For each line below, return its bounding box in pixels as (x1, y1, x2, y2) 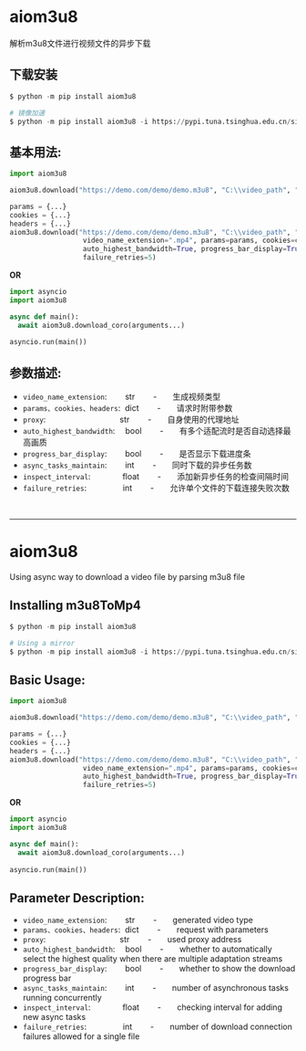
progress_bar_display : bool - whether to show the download (22, 963, 296, 974)
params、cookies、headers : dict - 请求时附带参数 (22, 403, 233, 414)
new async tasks (22, 1012, 87, 1023)
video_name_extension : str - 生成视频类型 (22, 391, 221, 403)
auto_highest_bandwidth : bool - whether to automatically (22, 943, 273, 955)
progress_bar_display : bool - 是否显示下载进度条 (22, 448, 252, 459)
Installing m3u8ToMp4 (9, 598, 141, 614)
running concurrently (22, 993, 102, 1004)
